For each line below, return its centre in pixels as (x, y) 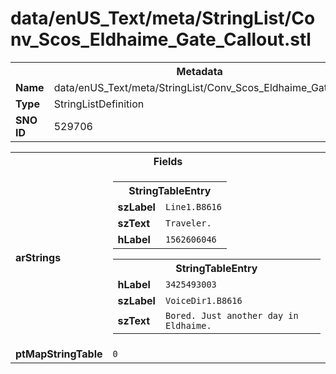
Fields (168, 161)
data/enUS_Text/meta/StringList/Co (163, 18)
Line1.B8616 (193, 206)
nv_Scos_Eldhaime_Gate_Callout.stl (161, 39)
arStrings (38, 257)
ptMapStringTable (59, 354)
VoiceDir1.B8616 (203, 300)
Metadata (199, 71)
